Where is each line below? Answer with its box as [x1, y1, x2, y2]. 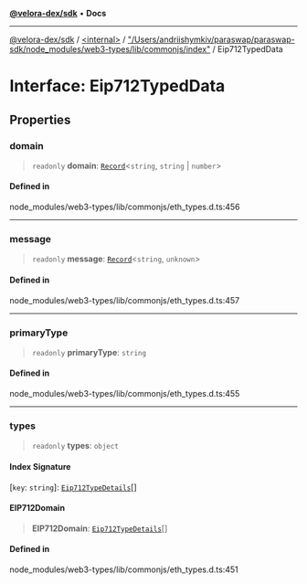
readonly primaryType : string [31, 346, 147, 357]
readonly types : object [31, 441, 119, 451]
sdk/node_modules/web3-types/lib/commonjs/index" [9, 44, 211, 54]
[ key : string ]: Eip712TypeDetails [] [9, 482, 137, 493]
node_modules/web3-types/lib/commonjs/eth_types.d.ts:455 [9, 388, 240, 399]
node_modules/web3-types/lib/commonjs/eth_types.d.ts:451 [9, 564, 239, 575]
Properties [9, 111, 71, 127]
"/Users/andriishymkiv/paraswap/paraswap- [127, 34, 295, 45]
